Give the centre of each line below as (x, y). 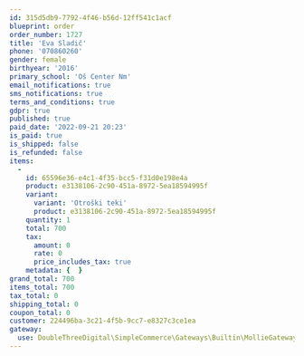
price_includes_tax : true (82, 262)
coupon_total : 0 (40, 313)
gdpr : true (30, 111)
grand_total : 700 (42, 279)
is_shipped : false (44, 144)
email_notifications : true (60, 85)
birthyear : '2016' (44, 69)
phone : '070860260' (46, 52)
